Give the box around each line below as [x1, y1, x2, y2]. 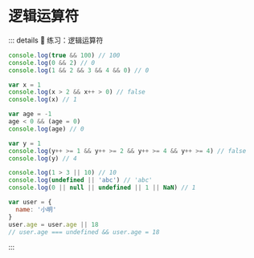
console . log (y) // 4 [8, 154, 78, 163]
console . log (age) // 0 [8, 125, 84, 133]
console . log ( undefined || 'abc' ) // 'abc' [8, 176, 153, 184]
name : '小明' [15, 205, 57, 213]
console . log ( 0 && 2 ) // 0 [8, 58, 95, 67]
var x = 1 [8, 81, 42, 89]
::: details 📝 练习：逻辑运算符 [8, 35, 104, 45]
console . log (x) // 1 [8, 95, 78, 104]
